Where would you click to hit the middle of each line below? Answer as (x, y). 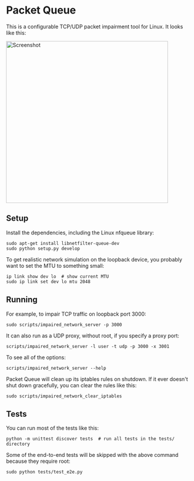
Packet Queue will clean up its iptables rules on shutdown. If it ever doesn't (97, 379)
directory (18, 444)
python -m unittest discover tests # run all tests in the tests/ (91, 439)
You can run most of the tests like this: (52, 428)
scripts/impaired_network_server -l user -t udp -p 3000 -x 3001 (88, 346)
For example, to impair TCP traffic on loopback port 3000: (76, 314)
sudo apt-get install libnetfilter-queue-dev (63, 243)
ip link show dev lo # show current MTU (58, 276)
